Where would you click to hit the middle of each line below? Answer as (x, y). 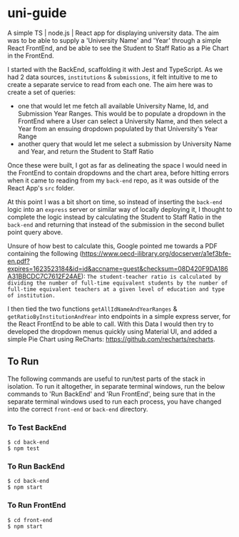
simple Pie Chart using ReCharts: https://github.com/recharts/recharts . (111, 339)
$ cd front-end (30, 520)
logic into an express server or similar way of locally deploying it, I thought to (120, 209)
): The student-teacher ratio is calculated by (151, 276)
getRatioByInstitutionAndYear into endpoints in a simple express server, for (119, 316)
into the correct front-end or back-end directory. (78, 409)
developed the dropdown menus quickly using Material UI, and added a (112, 331)
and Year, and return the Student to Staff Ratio (86, 151)
